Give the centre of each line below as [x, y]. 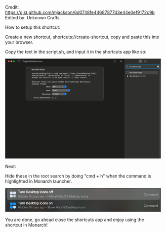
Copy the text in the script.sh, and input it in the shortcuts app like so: [76, 52]
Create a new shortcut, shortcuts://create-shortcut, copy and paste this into [82, 37]
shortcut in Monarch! [26, 225]
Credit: [12, 7]
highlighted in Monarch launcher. [39, 181]
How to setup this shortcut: [33, 27]
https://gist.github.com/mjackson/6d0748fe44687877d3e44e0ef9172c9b [80, 12]
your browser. [19, 42]
